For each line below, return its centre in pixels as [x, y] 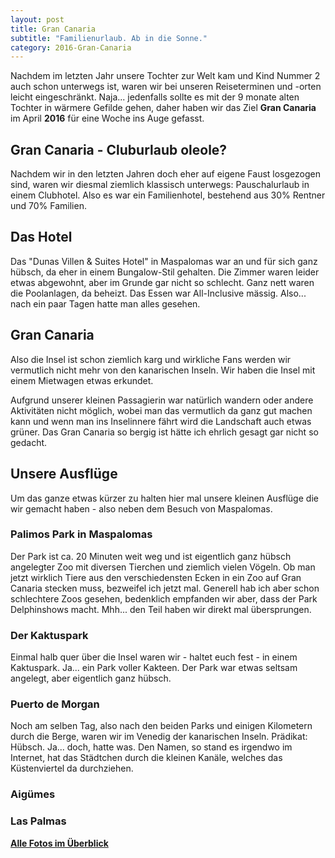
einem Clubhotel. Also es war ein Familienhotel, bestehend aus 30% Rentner [168, 195]
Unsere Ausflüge [64, 474]
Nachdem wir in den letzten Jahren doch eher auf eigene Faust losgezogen [165, 174]
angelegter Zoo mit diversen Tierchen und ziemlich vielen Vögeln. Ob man [163, 567]
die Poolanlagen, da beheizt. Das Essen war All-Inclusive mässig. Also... [158, 293]
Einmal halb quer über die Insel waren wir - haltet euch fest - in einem [154, 657]
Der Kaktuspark [49, 635]
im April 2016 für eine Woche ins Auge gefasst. [107, 118]
